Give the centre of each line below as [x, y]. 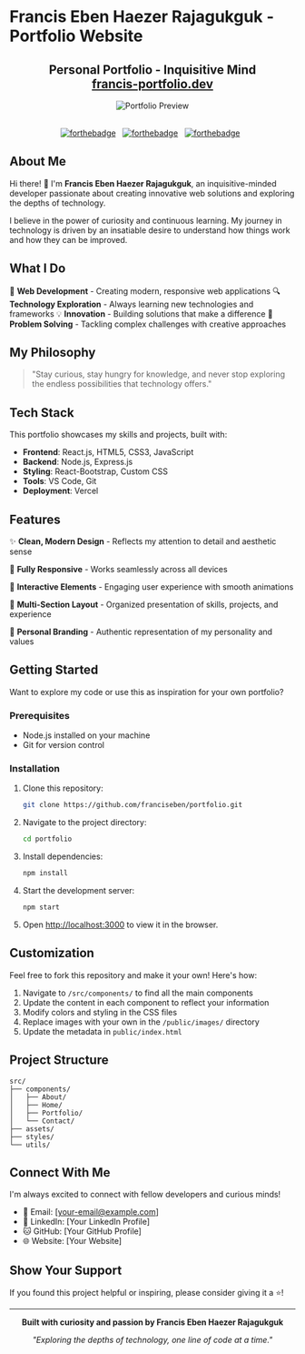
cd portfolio [47, 839]
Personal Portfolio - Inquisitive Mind [152, 70]
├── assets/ [32, 1129]
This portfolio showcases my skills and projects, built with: [118, 435]
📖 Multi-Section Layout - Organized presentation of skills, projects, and [144, 605]
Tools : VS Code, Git [59, 481]
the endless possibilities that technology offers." [122, 384]
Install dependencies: [63, 856]
